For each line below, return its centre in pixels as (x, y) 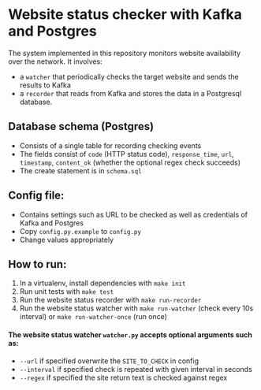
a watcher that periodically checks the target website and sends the (129, 76)
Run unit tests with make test (67, 292)
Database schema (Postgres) (81, 126)
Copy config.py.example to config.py (80, 231)
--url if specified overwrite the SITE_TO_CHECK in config (109, 361)
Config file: (36, 196)
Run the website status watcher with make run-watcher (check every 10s (136, 308)
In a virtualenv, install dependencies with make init (103, 283)
